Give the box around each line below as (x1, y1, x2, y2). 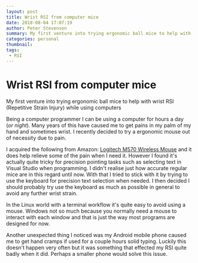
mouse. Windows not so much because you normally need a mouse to (6, 207, 177, 215)
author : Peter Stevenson (6, 25, 67, 31)
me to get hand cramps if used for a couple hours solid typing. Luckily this (6, 238, 187, 245)
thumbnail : (6, 42, 33, 48)
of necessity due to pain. (6, 134, 67, 141)
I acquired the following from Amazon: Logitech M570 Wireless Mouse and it (6, 145, 192, 152)
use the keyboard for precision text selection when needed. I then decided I (6, 177, 190, 184)
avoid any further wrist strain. (6, 190, 78, 197)
